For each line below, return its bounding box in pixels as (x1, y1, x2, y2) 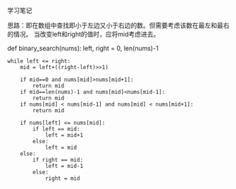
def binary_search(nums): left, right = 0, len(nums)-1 (7, 44, 159, 52)
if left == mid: (32, 126, 80, 133)
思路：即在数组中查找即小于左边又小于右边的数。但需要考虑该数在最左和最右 (7, 21, 230, 30)
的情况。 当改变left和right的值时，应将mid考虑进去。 (7, 30, 160, 38)
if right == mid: (32, 157, 83, 164)
